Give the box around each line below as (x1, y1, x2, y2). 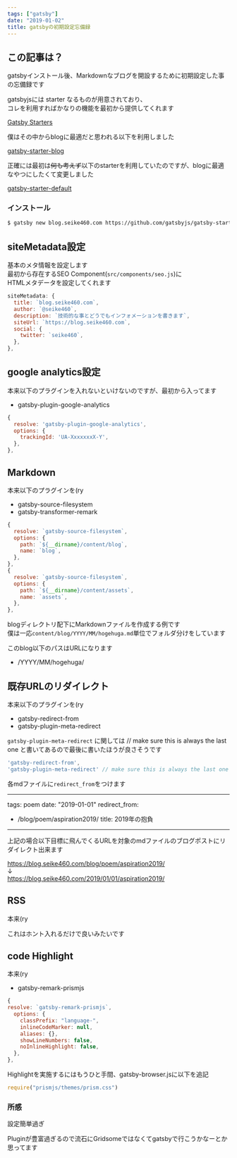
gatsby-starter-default (7, 184, 72, 193)
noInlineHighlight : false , (20, 1043, 99, 1051)
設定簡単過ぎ (7, 1119, 44, 1128)
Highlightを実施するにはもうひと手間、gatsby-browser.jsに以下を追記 (7, 1070, 209, 1079)
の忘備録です (7, 80, 44, 89)
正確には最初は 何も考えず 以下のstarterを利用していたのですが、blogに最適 (7, 161, 224, 170)
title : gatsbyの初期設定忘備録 (7, 23, 91, 30)
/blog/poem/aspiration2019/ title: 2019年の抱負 (17, 815, 154, 823)
